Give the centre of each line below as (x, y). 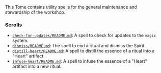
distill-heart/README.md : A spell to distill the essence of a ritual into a (83, 51)
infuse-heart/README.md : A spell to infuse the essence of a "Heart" (80, 61)
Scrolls (13, 25)
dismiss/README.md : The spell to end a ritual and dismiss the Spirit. (79, 46)
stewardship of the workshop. (35, 12)
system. (20, 40)
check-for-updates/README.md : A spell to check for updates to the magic (84, 36)
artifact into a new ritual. (37, 66)
